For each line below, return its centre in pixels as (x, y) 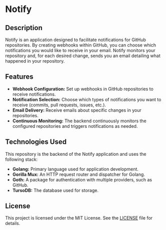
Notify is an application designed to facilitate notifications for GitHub (76, 40)
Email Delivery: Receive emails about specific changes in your (77, 110)
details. (13, 223)
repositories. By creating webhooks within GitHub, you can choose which (81, 45)
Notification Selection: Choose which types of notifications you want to (87, 99)
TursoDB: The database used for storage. (55, 190)
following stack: (21, 159)
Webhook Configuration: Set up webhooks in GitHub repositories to (83, 89)
